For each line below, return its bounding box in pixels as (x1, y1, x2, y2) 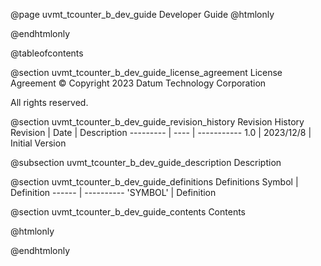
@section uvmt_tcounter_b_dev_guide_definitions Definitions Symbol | (10, 176, 299, 188)
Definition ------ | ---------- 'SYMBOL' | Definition (10, 187, 217, 198)
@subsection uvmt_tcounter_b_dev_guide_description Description (10, 157, 282, 168)
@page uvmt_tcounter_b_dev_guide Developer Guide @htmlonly (10, 9, 275, 20)
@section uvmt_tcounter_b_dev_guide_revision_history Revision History (10, 116, 305, 128)
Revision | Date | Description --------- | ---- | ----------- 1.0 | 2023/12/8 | (10, 127, 312, 138)
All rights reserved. (10, 97, 89, 108)
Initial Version (10, 137, 67, 149)
